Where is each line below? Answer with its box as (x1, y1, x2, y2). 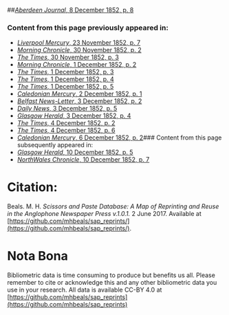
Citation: (7, 180, 58, 195)
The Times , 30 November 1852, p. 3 (17, 53, 119, 61)
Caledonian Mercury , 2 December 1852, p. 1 (17, 89, 142, 98)
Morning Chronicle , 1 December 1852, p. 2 (17, 61, 137, 69)
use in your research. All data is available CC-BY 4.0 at (7, 285, 162, 294)
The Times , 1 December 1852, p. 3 (17, 68, 114, 76)
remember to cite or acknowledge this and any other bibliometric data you (7, 279, 217, 287)
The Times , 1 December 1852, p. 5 (17, 83, 114, 91)
